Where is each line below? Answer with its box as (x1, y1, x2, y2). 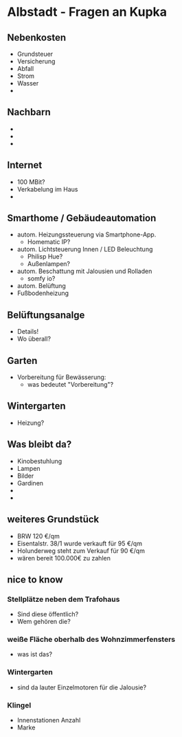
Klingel (7, 700, 32, 710)
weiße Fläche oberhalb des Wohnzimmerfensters (7, 635, 176, 645)
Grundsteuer (16, 50, 54, 58)
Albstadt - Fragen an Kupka (7, 4, 167, 20)
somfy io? (27, 274, 56, 283)
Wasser (16, 79, 39, 87)
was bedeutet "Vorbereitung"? (27, 381, 114, 389)
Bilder (16, 472, 34, 480)
